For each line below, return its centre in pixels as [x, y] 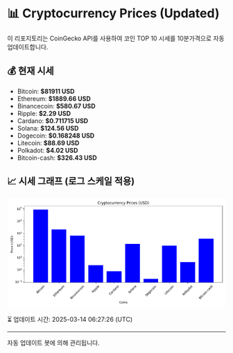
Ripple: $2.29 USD [44, 113]
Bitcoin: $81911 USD [46, 91]
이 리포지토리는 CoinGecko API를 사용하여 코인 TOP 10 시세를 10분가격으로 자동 [116, 38]
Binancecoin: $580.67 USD [56, 106]
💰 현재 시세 [31, 71]
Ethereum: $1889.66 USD [54, 99]
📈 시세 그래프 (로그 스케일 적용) [71, 181]
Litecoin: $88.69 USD [48, 142]
